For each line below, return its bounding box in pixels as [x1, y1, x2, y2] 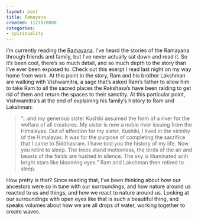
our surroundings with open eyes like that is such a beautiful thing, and [6, 196, 179, 203]
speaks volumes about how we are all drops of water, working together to [6, 202, 186, 209]
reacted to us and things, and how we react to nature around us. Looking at [6, 189, 190, 196]
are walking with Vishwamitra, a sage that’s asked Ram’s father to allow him [6, 78, 190, 86]
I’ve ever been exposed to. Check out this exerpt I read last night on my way [6, 66, 191, 73]
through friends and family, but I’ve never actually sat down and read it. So [6, 53, 188, 60]
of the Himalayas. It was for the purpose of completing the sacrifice [20, 134, 186, 141]
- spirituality [6, 31, 44, 37]
